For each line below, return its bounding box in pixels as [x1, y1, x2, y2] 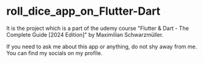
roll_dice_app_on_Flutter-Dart [6, 4, 161, 18]
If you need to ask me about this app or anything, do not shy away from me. [6, 43, 197, 50]
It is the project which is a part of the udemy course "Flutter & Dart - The [6, 24, 190, 32]
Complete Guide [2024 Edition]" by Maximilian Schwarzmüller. [6, 31, 164, 38]
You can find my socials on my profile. [6, 49, 103, 56]
